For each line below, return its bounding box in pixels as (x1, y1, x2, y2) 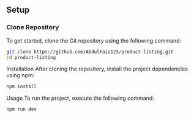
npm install (6, 83, 37, 90)
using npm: (6, 72, 35, 79)
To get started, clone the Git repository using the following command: (6, 36, 182, 44)
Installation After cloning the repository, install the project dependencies (6, 65, 188, 72)
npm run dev (6, 106, 37, 113)
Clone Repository (6, 23, 59, 32)
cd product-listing (6, 54, 56, 60)
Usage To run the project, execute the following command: (6, 94, 154, 102)
